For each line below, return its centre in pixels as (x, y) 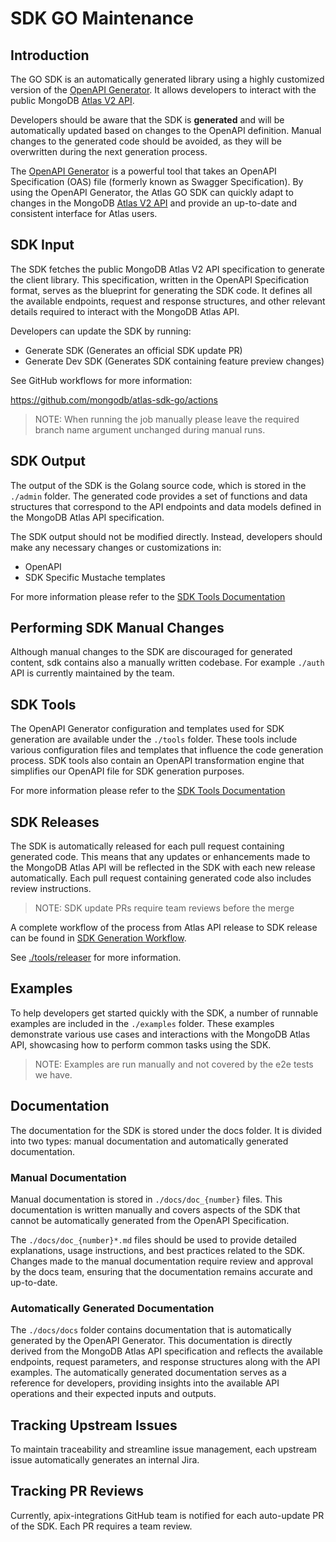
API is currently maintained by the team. (92, 673)
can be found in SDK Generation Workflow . (98, 938)
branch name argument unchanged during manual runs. (150, 429)
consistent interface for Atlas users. (84, 213)
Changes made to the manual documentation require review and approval (162, 1261)
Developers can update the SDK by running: (101, 331)
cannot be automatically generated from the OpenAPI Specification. (150, 1220)
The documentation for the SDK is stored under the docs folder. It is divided (166, 1130)
